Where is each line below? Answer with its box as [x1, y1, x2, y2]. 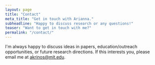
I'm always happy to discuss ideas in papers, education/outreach [5, 44, 138, 49]
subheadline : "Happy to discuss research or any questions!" [5, 21, 134, 26]
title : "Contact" [5, 12, 41, 17]
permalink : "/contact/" [5, 30, 54, 35]
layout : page [5, 7, 32, 12]
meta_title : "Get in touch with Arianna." [5, 16, 94, 21]
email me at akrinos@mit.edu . [5, 54, 66, 60]
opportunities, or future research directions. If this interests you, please [5, 49, 150, 55]
